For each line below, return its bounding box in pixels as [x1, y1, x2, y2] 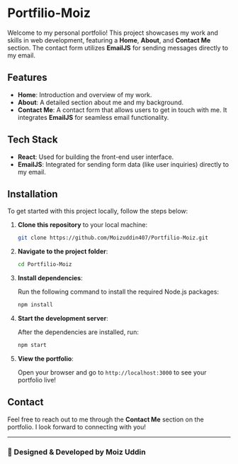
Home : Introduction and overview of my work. [17, 90, 152, 99]
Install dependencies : [17, 274, 83, 282]
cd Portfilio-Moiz [17, 261, 72, 268]
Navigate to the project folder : [17, 247, 108, 256]
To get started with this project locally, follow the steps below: [7, 207, 188, 216]
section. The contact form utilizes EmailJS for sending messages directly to [7, 43, 229, 52]
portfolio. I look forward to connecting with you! [7, 422, 147, 431]
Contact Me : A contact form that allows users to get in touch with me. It [17, 105, 227, 114]
